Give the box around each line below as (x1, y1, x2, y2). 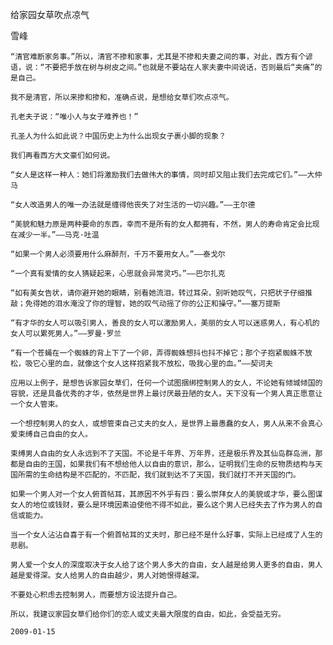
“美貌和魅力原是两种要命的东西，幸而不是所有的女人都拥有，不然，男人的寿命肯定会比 (10, 219, 313, 229)
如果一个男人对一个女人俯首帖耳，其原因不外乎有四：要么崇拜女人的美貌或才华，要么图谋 (10, 489, 323, 499)
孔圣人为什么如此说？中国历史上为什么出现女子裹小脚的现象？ (10, 131, 227, 141)
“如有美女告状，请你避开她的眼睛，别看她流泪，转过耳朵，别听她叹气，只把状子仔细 (10, 288, 305, 298)
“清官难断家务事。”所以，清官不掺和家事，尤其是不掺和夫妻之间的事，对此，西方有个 (10, 52, 307, 62)
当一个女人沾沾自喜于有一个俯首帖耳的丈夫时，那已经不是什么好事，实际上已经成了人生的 (10, 530, 323, 540)
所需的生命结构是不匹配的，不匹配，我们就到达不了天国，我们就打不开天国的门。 (17, 470, 301, 480)
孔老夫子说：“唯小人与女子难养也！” (10, 112, 139, 122)
